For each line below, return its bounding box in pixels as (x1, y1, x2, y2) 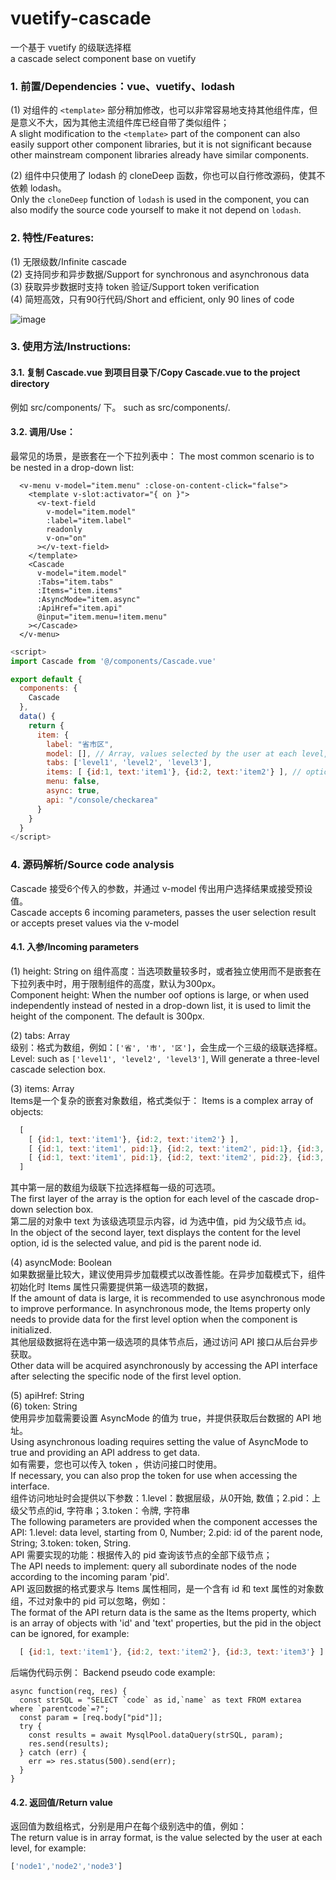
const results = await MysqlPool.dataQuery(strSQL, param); (28, 1730, 284, 1741)
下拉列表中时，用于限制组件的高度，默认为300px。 (10, 977, 222, 989)
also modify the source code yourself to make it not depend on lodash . (10, 204, 302, 216)
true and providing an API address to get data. (10, 1447, 200, 1459)
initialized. (10, 1324, 52, 1336)
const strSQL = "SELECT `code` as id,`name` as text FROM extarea (19, 1695, 302, 1706)
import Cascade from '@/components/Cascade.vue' (10, 656, 217, 666)
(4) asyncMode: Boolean (10, 1257, 113, 1269)
